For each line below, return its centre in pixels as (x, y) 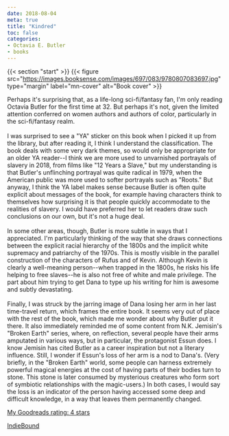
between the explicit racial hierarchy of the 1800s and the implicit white (108, 246)
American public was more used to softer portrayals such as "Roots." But (110, 179)
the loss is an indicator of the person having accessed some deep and (106, 391)
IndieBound (23, 425)
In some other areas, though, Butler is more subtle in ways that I (97, 230)
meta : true (23, 20)
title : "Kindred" (32, 26)
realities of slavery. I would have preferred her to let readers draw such (107, 209)
